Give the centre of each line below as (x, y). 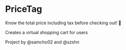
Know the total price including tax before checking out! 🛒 (63, 23)
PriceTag (24, 9)
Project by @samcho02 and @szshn (42, 42)
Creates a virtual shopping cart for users (47, 32)
